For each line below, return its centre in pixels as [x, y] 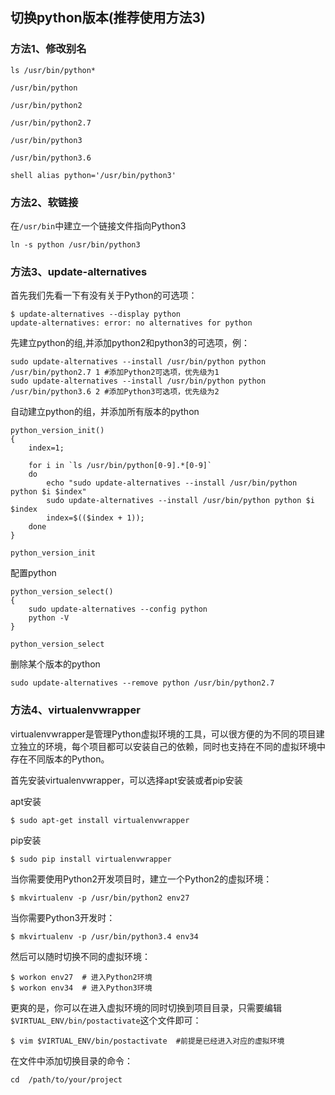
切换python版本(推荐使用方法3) [108, 18]
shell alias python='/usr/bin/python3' [93, 175]
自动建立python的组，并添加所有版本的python [105, 412]
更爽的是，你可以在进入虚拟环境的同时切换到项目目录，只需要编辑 [146, 1007]
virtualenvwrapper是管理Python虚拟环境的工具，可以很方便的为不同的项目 [163, 734]
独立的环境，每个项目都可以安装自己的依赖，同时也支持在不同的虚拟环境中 [172, 746]
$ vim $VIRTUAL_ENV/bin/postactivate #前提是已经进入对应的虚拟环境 [147, 1041]
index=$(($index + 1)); [95, 518]
